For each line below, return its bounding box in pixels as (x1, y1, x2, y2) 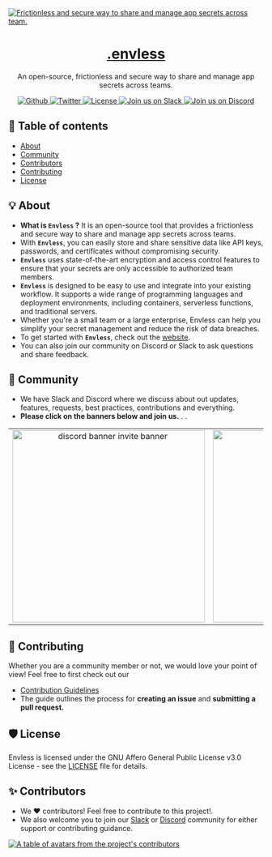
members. (19, 271, 54, 282)
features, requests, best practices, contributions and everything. (19, 403, 236, 412)
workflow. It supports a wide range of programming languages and (19, 289, 244, 299)
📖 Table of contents (8, 119, 108, 133)
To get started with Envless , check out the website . (19, 332, 191, 342)
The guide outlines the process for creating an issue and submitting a (19, 694, 257, 704)
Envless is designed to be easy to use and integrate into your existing (19, 280, 252, 290)
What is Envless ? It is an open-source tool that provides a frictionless (19, 220, 253, 230)
